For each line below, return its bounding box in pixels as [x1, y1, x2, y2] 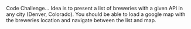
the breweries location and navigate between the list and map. [6, 17, 156, 23]
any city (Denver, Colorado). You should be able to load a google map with [6, 11, 186, 18]
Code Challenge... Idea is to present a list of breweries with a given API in [6, 5, 183, 11]
